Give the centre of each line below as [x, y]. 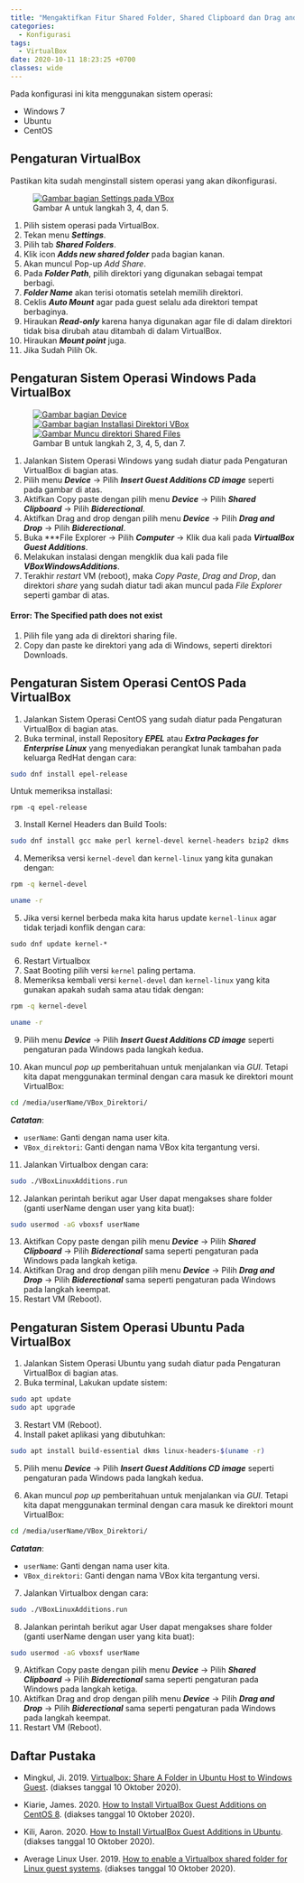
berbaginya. [46, 312]
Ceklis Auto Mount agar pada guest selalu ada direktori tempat [140, 302]
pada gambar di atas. [63, 489]
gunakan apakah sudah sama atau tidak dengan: [113, 990]
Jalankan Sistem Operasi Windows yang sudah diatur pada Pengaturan [155, 461]
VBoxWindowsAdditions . [71, 566]
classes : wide [37, 69]
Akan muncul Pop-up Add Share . [85, 264]
